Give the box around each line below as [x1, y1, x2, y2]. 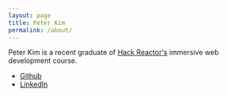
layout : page [8, 11, 51, 20]
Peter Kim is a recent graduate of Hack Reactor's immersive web [8, 48, 219, 57]
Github [19, 72, 42, 81]
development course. [8, 56, 78, 65]
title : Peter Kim [8, 19, 66, 27]
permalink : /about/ [8, 26, 73, 34]
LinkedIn [19, 79, 48, 89]
